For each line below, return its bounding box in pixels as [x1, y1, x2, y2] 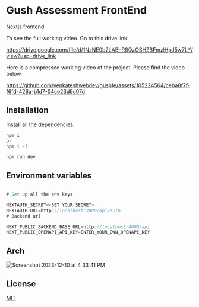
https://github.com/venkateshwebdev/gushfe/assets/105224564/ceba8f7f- [6, 81, 191, 89]
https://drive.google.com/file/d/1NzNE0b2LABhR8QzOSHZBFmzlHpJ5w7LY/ [6, 46, 193, 53]
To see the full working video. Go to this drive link [6, 34, 128, 41]
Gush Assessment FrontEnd [6, 4, 147, 17]
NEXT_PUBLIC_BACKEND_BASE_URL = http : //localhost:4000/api [6, 223, 150, 230]
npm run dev [6, 154, 36, 160]
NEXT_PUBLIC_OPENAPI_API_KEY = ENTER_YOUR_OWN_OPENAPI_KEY [6, 229, 150, 235]
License [6, 279, 36, 289]
